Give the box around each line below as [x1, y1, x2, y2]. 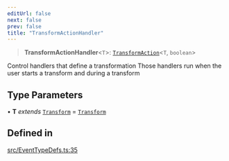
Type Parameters [7, 89, 83, 101]
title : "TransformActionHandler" [7, 29, 104, 37]
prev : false [7, 23, 42, 30]
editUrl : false [7, 10, 51, 17]
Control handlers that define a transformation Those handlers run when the [7, 61, 222, 70]
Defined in [7, 127, 53, 139]
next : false [7, 17, 42, 23]
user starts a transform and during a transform [7, 69, 140, 77]
